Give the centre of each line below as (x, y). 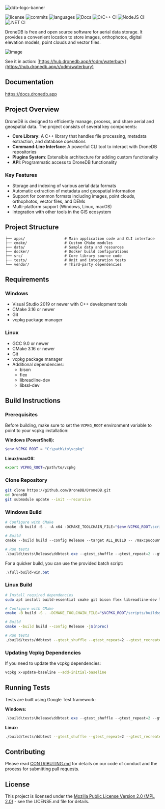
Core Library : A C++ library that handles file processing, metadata (79, 136)
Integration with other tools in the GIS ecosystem (62, 212)
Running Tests (27, 688)
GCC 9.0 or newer (30, 343)
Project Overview (32, 109)
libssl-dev (29, 385)
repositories (24, 152)
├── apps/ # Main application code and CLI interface (80, 239)
